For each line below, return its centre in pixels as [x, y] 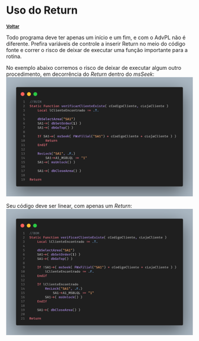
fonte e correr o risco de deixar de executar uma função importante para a [97, 50]
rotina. [14, 56]
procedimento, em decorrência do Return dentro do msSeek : [81, 74]
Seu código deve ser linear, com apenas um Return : [69, 205]
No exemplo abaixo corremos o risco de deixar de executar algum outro [94, 67]
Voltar [13, 26]
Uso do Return [42, 10]
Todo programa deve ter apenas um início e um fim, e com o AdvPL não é [96, 37]
